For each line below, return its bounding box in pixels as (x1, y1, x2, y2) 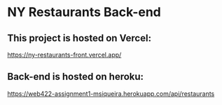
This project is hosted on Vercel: (7, 32, 152, 44)
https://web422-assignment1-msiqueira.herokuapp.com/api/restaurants (7, 89, 215, 98)
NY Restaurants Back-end (7, 4, 161, 20)
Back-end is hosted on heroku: (7, 71, 144, 83)
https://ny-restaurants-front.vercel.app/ (7, 50, 122, 59)
